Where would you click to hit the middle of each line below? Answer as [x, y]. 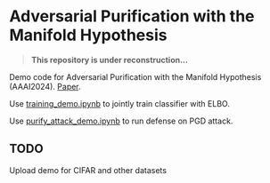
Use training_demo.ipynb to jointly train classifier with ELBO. [119, 103]
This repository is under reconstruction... [110, 60]
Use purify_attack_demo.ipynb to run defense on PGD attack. [121, 121]
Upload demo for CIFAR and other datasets [88, 170]
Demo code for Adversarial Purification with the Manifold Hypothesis [135, 76]
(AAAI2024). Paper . [45, 86]
